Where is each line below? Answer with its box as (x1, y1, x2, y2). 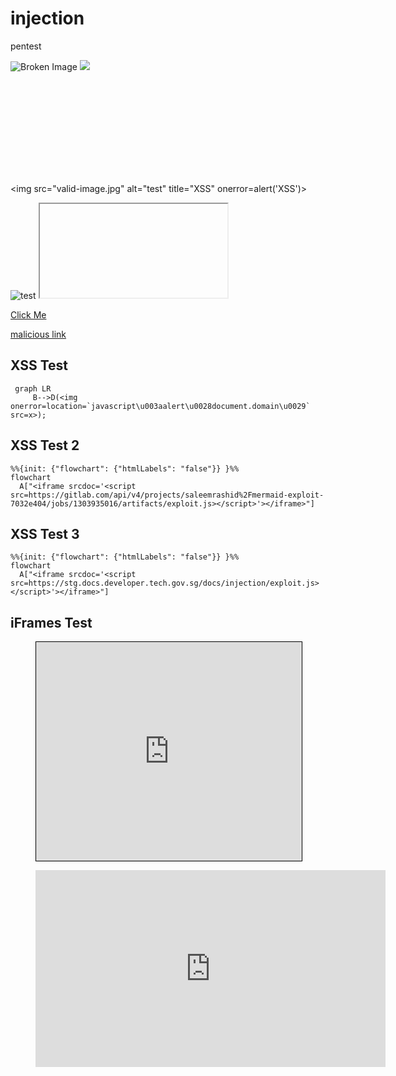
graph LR (14, 383, 52, 394)
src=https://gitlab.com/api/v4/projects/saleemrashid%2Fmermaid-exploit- (10, 490, 325, 500)
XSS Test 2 (10, 437, 80, 454)
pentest (10, 40, 42, 52)
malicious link (10, 328, 67, 340)
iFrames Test (10, 614, 93, 631)
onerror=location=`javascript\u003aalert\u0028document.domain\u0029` (10, 401, 311, 411)
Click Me (10, 308, 47, 321)
